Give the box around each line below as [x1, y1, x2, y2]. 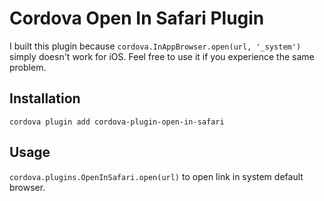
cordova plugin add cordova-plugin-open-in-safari [9, 117, 225, 127]
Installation [9, 90, 81, 107]
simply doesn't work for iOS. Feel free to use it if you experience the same [9, 50, 315, 62]
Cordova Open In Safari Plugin [9, 7, 265, 30]
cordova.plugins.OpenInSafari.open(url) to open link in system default [9, 170, 304, 182]
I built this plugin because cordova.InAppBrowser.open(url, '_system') [9, 40, 302, 52]
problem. [9, 61, 47, 73]
